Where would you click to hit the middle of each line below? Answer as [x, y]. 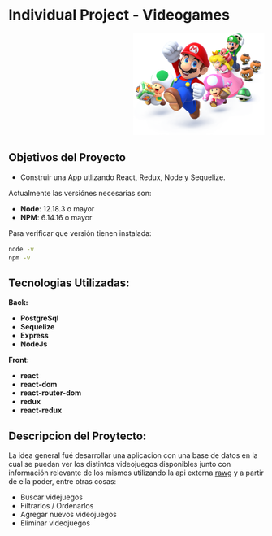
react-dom [39, 385]
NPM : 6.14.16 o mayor [56, 217]
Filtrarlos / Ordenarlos [57, 506]
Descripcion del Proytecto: [78, 436]
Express [34, 336]
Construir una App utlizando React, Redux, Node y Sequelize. [123, 177]
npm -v [19, 258]
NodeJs [34, 344]
